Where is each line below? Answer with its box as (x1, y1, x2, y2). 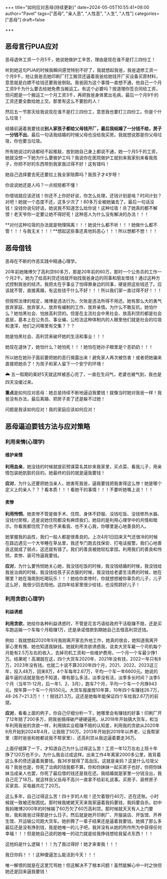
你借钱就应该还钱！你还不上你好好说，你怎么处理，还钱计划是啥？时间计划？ (5, 192, 162, 198)
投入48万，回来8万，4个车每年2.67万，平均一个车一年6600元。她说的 (13, 668, 158, 675)
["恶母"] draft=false (5, 17, 45, 22)
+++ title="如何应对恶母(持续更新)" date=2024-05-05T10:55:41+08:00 (5, 4, 150, 10)
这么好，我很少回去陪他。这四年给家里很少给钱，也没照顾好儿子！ (5, 582, 140, 588)
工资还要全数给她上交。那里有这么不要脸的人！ (5, 98, 101, 104)
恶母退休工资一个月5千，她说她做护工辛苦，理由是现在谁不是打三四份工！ (5, 56, 156, 62)
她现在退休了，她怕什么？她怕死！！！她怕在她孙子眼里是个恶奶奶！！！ (5, 344, 153, 350)
